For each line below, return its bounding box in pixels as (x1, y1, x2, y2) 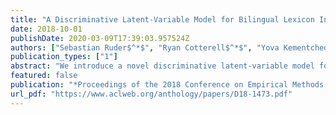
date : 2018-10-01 (10, 24, 83, 34)
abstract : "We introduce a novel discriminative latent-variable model (10, 61, 315, 71)
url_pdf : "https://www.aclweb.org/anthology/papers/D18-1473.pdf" (10, 89, 293, 99)
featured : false (10, 71, 78, 81)
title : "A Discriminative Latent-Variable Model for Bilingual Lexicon (10, 14, 315, 25)
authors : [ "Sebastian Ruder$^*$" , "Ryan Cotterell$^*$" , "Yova (10, 42, 280, 53)
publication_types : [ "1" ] (10, 52, 118, 62)
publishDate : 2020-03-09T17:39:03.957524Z (10, 33, 190, 43)
